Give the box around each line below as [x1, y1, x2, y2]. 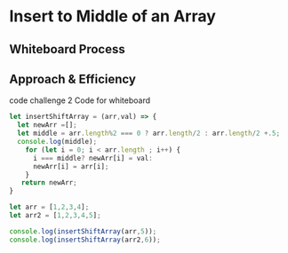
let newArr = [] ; [17, 121, 77, 130]
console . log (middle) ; [17, 138, 98, 146]
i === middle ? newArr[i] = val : [32, 154, 153, 162]
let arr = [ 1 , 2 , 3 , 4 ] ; [9, 202, 90, 212]
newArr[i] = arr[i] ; [32, 162, 109, 170]
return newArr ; [20, 178, 77, 187]
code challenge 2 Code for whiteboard [9, 95, 151, 106]
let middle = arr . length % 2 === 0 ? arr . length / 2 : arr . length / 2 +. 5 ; [17, 129, 281, 138]
